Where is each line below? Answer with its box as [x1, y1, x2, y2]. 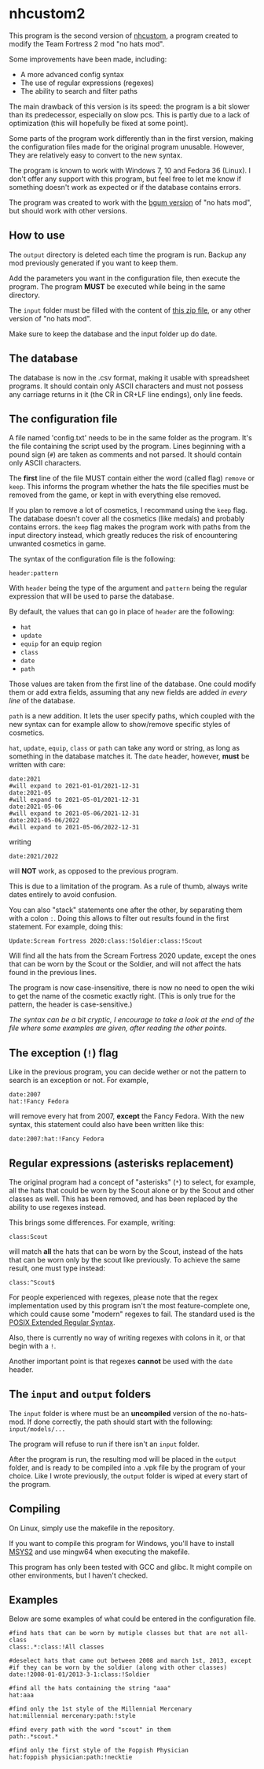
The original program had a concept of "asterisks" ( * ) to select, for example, [9, 1177, 256, 1186]
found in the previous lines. [9, 968, 97, 977]
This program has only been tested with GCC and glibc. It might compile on [9, 1562, 252, 1571]
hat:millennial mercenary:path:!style [9, 1712, 136, 1720]
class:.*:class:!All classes [9, 1643, 104, 1651]
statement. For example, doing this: [9, 922, 123, 932]
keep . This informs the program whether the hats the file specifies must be [9, 482, 250, 491]
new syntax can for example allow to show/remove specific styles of [9, 720, 231, 729]
